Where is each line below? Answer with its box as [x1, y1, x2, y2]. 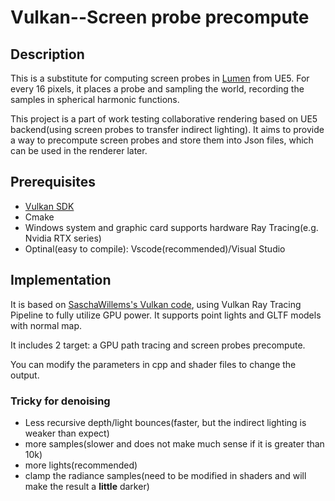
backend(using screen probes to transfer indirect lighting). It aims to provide [10, 124, 325, 135]
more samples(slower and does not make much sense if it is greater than [24, 437, 325, 450]
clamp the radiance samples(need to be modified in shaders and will [24, 469, 307, 481]
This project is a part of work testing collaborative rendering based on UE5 [10, 113, 318, 125]
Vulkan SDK [24, 200, 75, 212]
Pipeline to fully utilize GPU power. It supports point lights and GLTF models [10, 309, 322, 321]
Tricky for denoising [10, 394, 111, 408]
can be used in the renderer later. [10, 145, 148, 156]
